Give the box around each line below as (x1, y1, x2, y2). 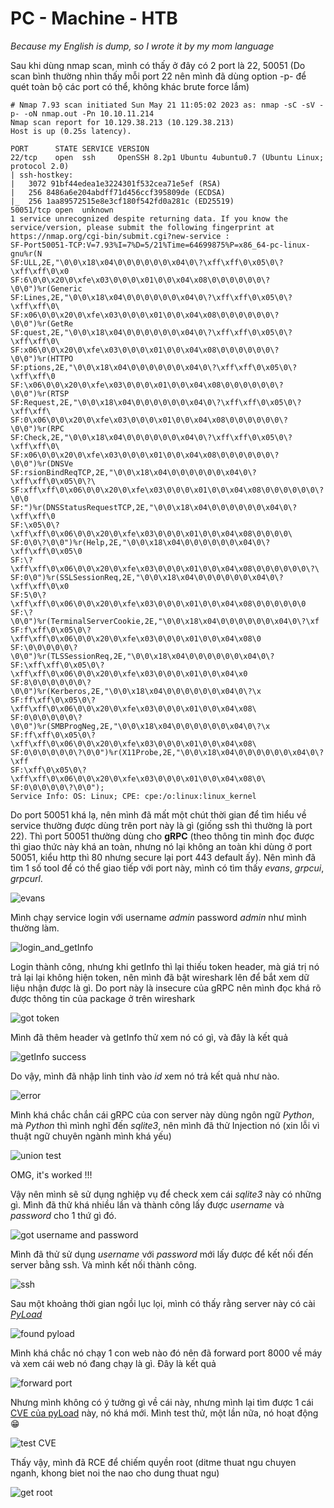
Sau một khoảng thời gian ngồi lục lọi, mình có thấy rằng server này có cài (10, 1297, 316, 1309)
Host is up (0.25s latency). (10, 126, 132, 136)
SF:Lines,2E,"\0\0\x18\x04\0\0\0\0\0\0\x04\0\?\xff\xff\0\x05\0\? (10, 292, 293, 302)
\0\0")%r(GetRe (10, 318, 74, 329)
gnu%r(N (10, 248, 43, 259)
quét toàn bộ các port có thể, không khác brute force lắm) (10, 80, 250, 92)
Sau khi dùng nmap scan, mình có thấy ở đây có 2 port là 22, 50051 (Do (10, 59, 306, 71)
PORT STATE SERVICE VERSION (10, 143, 150, 154)
